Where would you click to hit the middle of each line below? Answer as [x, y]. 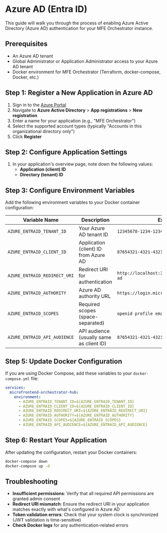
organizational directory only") [43, 131]
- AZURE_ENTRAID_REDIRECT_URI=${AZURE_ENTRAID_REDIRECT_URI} [83, 411]
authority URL [95, 296]
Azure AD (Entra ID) [46, 9]
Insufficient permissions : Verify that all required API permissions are [83, 494]
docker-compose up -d [28, 466]
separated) [91, 323]
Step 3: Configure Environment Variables [70, 190]
